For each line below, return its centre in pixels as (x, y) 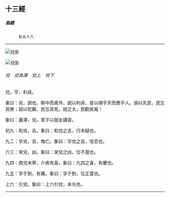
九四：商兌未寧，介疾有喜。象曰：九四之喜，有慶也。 (61, 163)
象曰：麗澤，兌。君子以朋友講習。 (41, 120)
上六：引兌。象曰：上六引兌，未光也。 (45, 184)
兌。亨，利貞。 (21, 92)
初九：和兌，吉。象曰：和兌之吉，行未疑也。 (52, 130)
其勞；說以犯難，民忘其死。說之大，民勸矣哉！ (54, 109)
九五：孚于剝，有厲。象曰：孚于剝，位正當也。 (54, 173)
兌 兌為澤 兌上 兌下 (30, 75)
